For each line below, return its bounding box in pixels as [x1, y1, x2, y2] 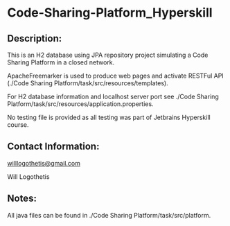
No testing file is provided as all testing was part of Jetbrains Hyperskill [7, 113, 211, 121]
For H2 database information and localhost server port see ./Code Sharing [7, 92, 220, 101]
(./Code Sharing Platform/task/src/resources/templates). [7, 79, 168, 87]
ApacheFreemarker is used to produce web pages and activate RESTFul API [7, 71, 224, 80]
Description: [7, 33, 62, 44]
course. [7, 121, 29, 129]
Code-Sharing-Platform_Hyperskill [7, 5, 213, 21]
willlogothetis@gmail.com [7, 159, 81, 167]
